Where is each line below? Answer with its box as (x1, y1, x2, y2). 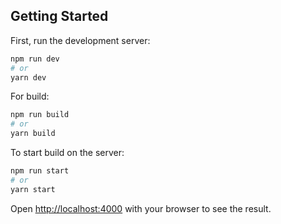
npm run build (10, 110, 70, 120)
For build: (10, 90, 50, 103)
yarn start (10, 184, 56, 194)
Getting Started (10, 8, 109, 25)
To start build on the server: (10, 147, 125, 159)
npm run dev (10, 54, 60, 64)
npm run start (10, 166, 70, 176)
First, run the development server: (10, 34, 151, 46)
